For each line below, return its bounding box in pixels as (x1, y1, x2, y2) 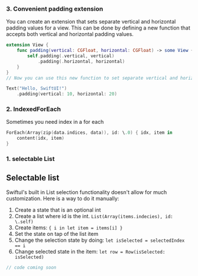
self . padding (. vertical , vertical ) (27, 53, 115, 59)
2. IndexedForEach (6, 105, 61, 113)
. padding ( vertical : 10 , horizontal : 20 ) (16, 91, 117, 97)
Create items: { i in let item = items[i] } (14, 224, 123, 231)
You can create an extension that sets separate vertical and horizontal (6, 18, 176, 25)
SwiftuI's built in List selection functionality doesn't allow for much (6, 188, 167, 196)
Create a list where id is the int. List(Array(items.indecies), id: (14, 212, 173, 219)
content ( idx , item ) (16, 135, 65, 142)
